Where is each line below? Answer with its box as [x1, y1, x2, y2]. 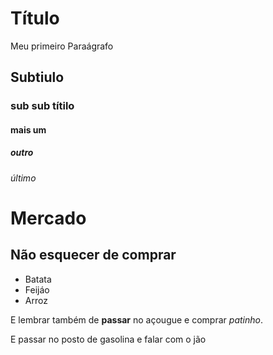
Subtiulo [10, 69, 65, 86]
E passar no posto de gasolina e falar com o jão [10, 333, 207, 345]
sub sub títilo [10, 99, 75, 113]
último [10, 172, 37, 184]
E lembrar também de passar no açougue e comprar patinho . [10, 313, 263, 326]
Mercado [10, 207, 87, 229]
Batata [24, 273, 52, 285]
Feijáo [24, 283, 50, 296]
